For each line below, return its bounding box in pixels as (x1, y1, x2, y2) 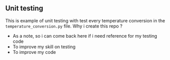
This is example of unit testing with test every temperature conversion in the (5, 17, 165, 23)
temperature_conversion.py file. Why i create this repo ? (5, 23, 123, 29)
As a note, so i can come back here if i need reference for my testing (12, 33, 157, 39)
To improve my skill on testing (12, 43, 76, 50)
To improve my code (12, 49, 56, 55)
